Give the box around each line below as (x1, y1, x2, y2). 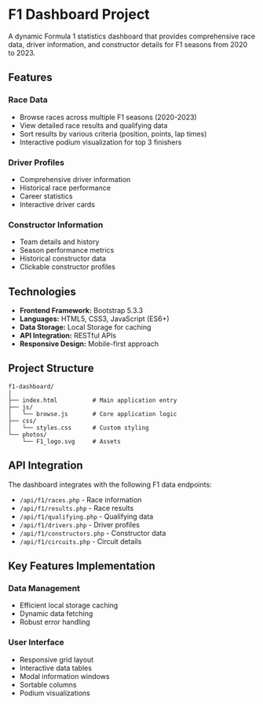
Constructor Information (8, 219, 104, 230)
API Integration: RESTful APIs (19, 331, 116, 341)
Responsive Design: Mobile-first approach (19, 339, 159, 348)
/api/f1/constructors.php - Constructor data (19, 528, 166, 538)
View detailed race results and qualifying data (19, 120, 168, 130)
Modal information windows (19, 671, 110, 680)
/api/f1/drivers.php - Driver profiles (19, 520, 140, 529)
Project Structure (8, 362, 94, 375)
